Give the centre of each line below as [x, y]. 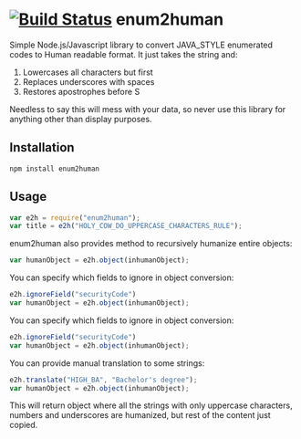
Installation [42, 147]
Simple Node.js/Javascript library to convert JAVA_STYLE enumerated [141, 45]
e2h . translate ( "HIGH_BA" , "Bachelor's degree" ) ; [104, 380]
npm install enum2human [55, 169]
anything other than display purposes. [81, 119]
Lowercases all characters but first [88, 72]
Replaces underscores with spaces [88, 81]
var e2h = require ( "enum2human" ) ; [75, 218]
